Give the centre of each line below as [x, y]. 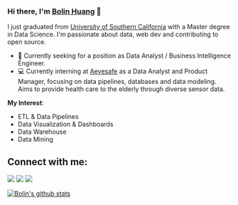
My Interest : [26, 103]
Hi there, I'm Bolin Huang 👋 [54, 11]
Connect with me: [48, 162]
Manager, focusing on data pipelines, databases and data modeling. [117, 82]
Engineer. [32, 63]
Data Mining [35, 140]
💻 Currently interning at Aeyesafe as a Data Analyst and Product [113, 71]
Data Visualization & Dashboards [65, 125]
